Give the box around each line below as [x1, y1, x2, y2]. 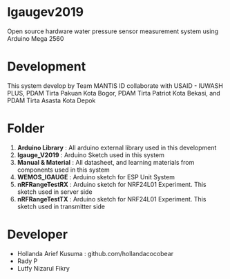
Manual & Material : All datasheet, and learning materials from [17, 158, 195, 166]
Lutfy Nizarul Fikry [17, 264, 70, 272]
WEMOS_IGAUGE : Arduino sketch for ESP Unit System [17, 172, 175, 181]
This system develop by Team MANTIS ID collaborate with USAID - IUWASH [7, 81, 223, 90]
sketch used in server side [17, 188, 93, 196]
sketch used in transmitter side [17, 202, 106, 210]
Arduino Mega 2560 [7, 34, 64, 42]
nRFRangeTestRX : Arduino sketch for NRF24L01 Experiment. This [17, 180, 207, 188]
